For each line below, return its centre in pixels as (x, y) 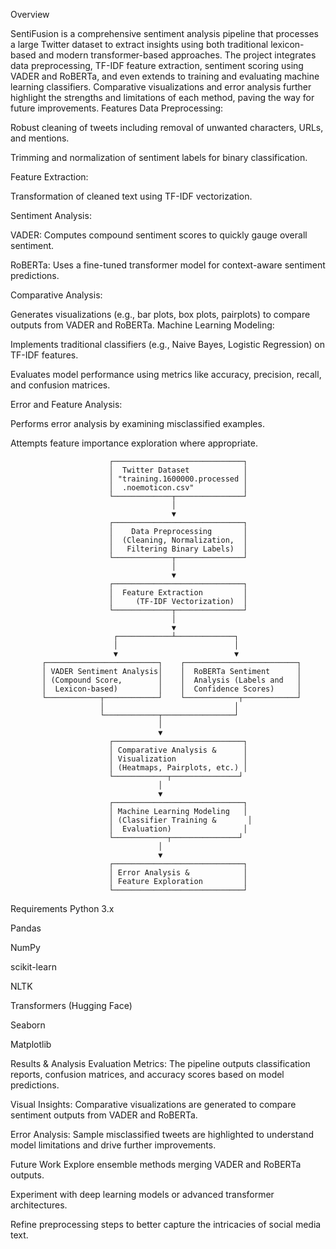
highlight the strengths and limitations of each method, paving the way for (162, 97)
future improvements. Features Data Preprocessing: (117, 108)
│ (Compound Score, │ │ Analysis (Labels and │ (171, 680)
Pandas (26, 928)
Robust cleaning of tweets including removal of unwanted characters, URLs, (167, 127)
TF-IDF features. (44, 355)
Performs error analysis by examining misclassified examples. (137, 423)
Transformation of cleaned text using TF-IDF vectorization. (131, 196)
